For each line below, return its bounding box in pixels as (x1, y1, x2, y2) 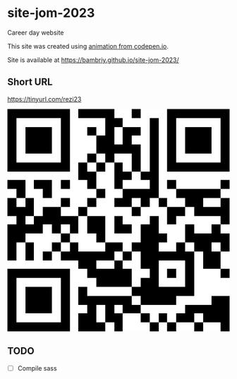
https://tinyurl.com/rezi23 (7, 95, 82, 103)
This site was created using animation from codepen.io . (7, 42, 169, 50)
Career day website (7, 28, 65, 37)
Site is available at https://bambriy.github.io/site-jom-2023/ (7, 55, 180, 64)
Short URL (7, 76, 53, 88)
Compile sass (17, 363, 58, 372)
